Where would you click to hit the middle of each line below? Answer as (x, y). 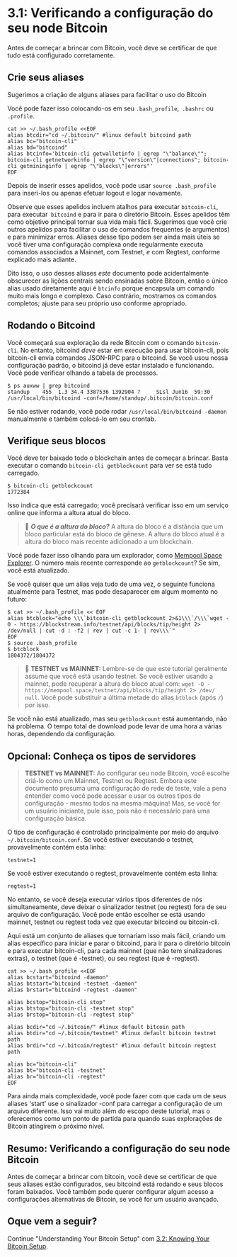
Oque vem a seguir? (52, 1221)
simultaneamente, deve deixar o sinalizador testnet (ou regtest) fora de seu (117, 907)
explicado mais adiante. (42, 259)
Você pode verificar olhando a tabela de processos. (83, 373)
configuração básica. (56, 818)
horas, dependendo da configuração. (62, 734)
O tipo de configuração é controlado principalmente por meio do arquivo (113, 832)
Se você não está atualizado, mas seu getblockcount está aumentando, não (117, 719)
